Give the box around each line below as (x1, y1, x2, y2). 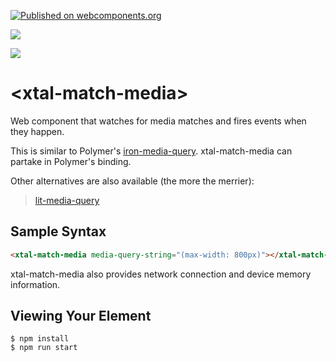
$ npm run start (10, 343, 78, 353)
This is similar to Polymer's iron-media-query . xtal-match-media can (10, 145, 293, 157)
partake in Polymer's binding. (10, 155, 132, 167)
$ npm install (10, 334, 70, 344)
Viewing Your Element (10, 308, 152, 325)
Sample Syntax (10, 223, 107, 240)
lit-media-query (34, 194, 100, 206)
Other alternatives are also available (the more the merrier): (10, 175, 255, 187)
